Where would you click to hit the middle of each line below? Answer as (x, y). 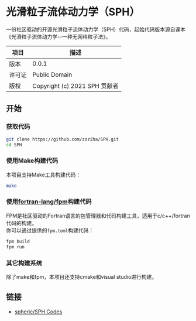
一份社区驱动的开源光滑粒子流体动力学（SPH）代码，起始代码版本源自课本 (96, 29)
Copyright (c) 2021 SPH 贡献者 (75, 86)
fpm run (16, 247)
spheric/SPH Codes (38, 312)
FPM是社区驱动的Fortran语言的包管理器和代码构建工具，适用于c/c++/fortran (98, 216)
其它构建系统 (24, 263)
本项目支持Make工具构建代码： (44, 175)
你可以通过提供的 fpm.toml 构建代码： (50, 230)
